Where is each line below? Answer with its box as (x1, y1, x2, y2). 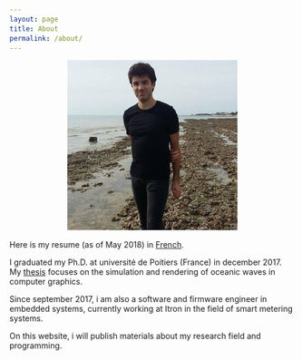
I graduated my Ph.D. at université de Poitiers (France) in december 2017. (9, 257, 283, 268)
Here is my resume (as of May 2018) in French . (9, 239, 184, 250)
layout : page (9, 15, 59, 24)
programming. (9, 340, 63, 351)
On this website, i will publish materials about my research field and (9, 331, 261, 342)
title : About (9, 24, 59, 34)
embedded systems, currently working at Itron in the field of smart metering (9, 304, 293, 315)
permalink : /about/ (9, 34, 83, 43)
